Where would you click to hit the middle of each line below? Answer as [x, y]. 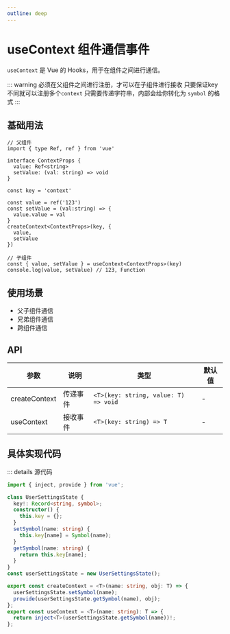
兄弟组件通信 [35, 319]
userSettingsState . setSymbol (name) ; [65, 592]
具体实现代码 [34, 454]
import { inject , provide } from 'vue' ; [66, 484]
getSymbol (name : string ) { [52, 548]
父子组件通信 [35, 311]
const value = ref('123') [44, 203]
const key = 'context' [39, 191]
